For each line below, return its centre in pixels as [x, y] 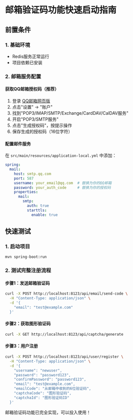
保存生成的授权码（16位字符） [42, 131]
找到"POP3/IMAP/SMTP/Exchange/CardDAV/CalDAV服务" [70, 113]
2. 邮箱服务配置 [23, 76]
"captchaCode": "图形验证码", [43, 393]
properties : [26, 192]
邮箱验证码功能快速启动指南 [61, 10]
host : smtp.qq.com [33, 174]
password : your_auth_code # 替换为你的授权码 [62, 187]
